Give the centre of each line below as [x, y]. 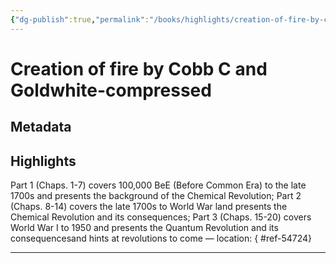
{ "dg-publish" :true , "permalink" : [80, 19]
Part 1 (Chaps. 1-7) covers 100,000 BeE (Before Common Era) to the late [158, 185]
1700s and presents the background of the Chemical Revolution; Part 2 [156, 196]
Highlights [43, 161]
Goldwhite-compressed [111, 90]
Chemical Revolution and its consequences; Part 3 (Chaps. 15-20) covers [161, 217]
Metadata [41, 127]
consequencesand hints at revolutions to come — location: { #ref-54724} [161, 238]
